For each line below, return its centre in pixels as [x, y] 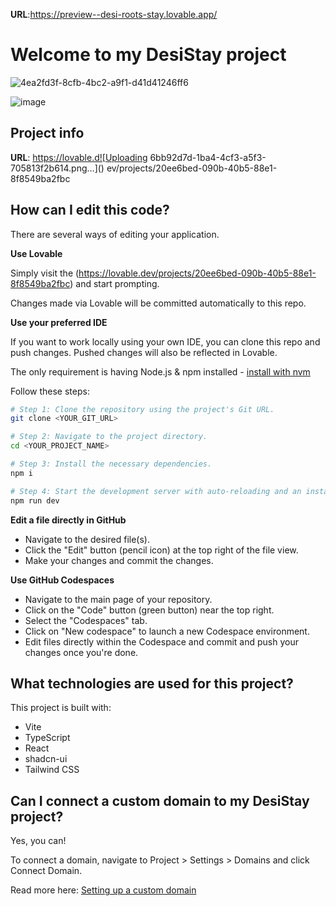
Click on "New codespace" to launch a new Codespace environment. [167, 631]
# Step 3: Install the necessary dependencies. [111, 464]
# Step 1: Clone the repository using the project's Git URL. [142, 409]
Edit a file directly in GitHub [68, 520]
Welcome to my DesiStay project [148, 55]
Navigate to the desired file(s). [87, 539]
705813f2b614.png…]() [57, 168]
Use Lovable [36, 253]
